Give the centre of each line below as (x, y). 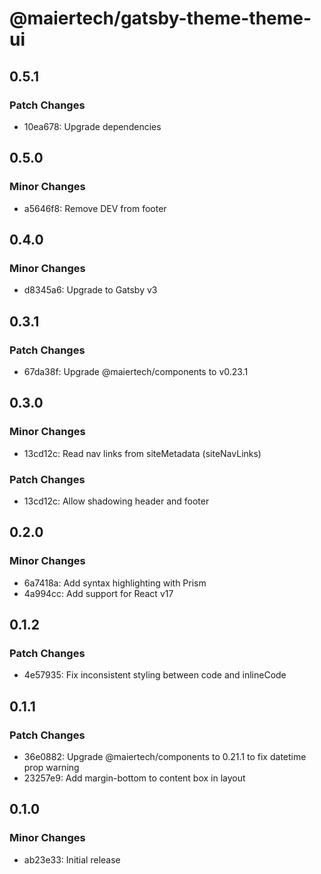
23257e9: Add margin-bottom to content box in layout (134, 778)
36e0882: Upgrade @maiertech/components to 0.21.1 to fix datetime (165, 756)
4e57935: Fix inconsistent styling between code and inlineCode (155, 675)
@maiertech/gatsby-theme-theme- (160, 18)
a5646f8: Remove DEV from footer (95, 208)
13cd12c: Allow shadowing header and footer (116, 501)
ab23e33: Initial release (72, 859)
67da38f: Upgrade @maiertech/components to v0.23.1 (136, 371)
